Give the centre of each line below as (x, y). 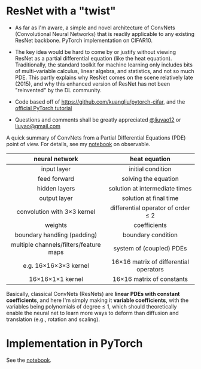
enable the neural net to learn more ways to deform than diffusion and (93, 313)
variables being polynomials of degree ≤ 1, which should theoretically (92, 306)
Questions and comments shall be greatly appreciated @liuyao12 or (98, 120)
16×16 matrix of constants (150, 279)
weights (56, 225)
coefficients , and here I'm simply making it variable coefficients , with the (98, 300)
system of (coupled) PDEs (150, 248)
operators (150, 269)
